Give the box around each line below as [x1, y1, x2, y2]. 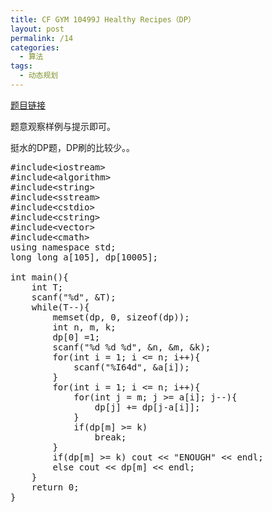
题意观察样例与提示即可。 [10, 120, 116, 132]
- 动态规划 [19, 71, 59, 81]
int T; [31, 281, 64, 293]
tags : [10, 61, 33, 71]
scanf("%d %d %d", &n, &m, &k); [52, 341, 212, 353]
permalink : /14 [10, 33, 74, 43]
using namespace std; [10, 241, 117, 253]
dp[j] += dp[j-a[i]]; [94, 401, 201, 413]
